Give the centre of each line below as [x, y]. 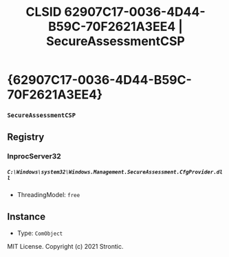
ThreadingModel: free [48, 195]
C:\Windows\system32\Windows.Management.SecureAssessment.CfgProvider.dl [115, 172]
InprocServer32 [34, 156]
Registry [26, 137]
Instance [26, 217]
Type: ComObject [40, 233]
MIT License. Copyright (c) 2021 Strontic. [65, 247]
